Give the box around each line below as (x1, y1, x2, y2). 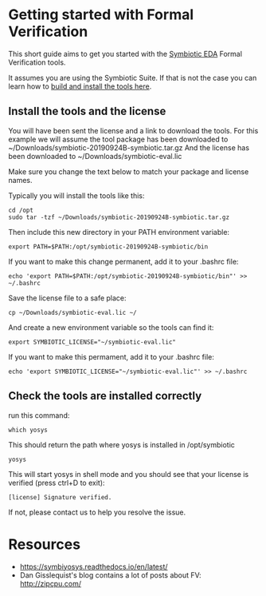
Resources (8, 535, 81, 553)
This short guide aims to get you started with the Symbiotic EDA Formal (8, 49, 243, 58)
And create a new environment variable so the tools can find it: (8, 322, 214, 332)
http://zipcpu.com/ (19, 578, 82, 588)
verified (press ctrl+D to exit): (8, 478, 105, 487)
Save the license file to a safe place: (8, 293, 127, 303)
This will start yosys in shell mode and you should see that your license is (8, 469, 249, 479)
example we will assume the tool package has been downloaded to (8, 134, 229, 144)
